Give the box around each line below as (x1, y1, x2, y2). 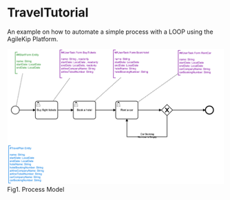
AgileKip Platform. (7, 34, 59, 43)
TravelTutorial (7, 5, 89, 21)
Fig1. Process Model (7, 186, 65, 194)
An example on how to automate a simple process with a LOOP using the (7, 27, 213, 36)
